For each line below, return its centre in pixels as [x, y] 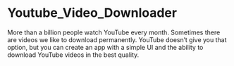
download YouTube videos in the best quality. [73, 55]
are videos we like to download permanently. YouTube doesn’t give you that [117, 39]
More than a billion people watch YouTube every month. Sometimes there [114, 32]
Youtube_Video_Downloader [92, 13]
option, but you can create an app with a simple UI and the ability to [105, 47]
